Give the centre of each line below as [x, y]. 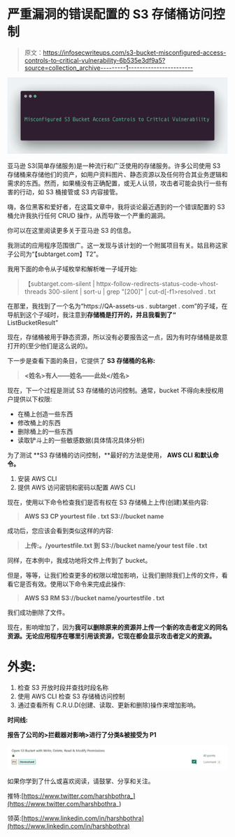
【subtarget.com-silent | [59, 283]
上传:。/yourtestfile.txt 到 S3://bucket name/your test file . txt [116, 545]
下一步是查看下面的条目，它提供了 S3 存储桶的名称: [81, 360]
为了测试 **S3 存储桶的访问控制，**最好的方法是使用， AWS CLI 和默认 [110, 455]
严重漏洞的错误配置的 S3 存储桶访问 [110, 14]
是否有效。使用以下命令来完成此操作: [72, 584]
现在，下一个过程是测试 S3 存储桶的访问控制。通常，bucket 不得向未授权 [113, 390]
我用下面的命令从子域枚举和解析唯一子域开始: [73, 269]
